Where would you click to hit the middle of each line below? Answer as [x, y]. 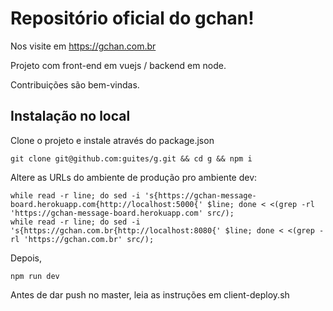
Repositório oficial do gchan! [132, 18]
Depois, [26, 258]
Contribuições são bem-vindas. [75, 84]
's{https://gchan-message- [200, 195]
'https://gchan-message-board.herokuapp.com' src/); [122, 213]
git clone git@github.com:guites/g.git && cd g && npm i [131, 158]
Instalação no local [70, 116]
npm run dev [35, 276]
